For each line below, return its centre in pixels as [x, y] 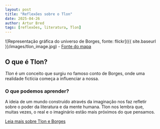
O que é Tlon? [26, 62]
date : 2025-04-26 [23, 18]
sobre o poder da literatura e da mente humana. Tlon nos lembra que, [74, 107]
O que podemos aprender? [37, 91]
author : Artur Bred [25, 23]
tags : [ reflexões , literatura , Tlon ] [43, 28]
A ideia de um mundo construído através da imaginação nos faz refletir [76, 102]
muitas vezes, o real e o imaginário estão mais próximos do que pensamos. [80, 112]
